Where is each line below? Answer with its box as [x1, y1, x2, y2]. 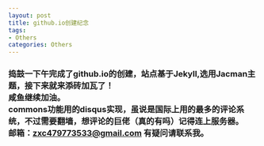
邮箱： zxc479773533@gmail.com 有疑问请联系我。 [8, 128, 209, 139]
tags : [8, 26, 26, 34]
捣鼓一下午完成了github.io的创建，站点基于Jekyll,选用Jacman [8, 69, 248, 80]
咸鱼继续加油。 [8, 92, 66, 103]
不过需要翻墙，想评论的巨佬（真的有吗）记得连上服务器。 [24, 116, 244, 127]
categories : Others [8, 41, 73, 49]
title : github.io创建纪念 [8, 19, 90, 27]
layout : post [8, 11, 52, 20]
